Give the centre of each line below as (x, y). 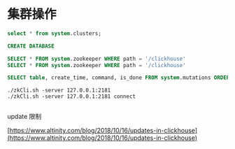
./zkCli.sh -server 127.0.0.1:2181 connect (72, 97)
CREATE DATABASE (31, 46)
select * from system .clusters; (54, 33)
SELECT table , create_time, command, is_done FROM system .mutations (109, 78)
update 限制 (24, 117)
